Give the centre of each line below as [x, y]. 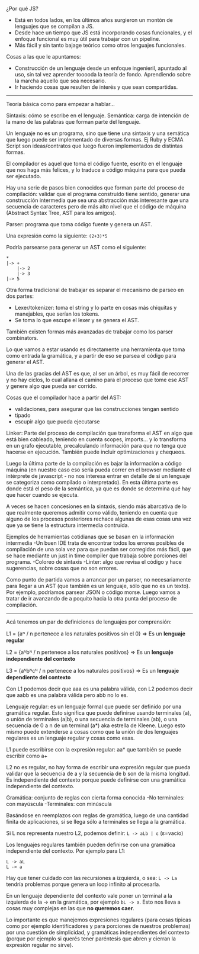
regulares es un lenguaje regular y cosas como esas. [70, 738]
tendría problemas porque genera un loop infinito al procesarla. [84, 884]
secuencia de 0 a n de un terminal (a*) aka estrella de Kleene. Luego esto [96, 725]
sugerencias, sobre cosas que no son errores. [62, 568]
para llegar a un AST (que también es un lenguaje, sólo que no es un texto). [98, 586]
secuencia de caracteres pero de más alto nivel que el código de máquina [96, 206]
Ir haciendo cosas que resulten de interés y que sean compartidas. [96, 87]
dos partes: [20, 296]
